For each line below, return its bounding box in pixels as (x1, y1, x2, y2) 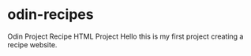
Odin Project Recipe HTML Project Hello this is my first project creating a (7, 32, 244, 41)
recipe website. (7, 39, 58, 49)
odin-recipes (7, 6, 94, 24)
